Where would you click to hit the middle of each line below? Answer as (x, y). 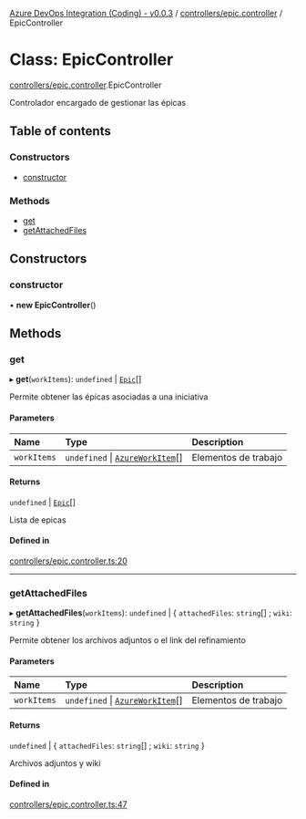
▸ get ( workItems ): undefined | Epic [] (76, 379)
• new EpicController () (53, 305)
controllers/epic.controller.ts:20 (68, 561)
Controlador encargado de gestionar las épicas (98, 102)
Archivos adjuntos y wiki (55, 763)
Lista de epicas (38, 520)
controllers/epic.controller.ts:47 (68, 804)
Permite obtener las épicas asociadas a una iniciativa (109, 397)
